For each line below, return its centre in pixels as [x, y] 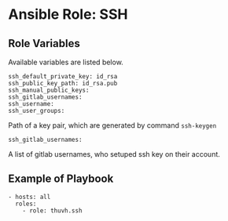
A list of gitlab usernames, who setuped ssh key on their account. [114, 154]
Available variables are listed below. [66, 62]
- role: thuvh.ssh [52, 210]
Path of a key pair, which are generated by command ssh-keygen [112, 125]
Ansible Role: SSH [68, 14]
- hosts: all [29, 197]
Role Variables [44, 43]
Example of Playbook [61, 179]
